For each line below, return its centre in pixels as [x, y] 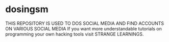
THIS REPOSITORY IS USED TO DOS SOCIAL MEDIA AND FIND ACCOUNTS [85, 23]
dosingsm [27, 9]
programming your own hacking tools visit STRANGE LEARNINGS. [75, 34]
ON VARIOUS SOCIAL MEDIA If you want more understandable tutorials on [84, 28]
